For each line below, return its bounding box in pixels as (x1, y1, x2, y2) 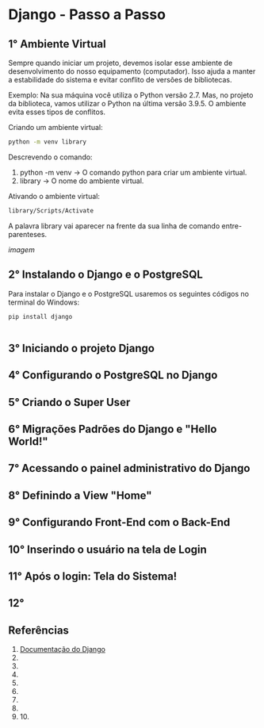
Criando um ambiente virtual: (8, 123, 103, 132)
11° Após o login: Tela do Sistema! (8, 569, 178, 583)
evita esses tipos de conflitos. (8, 107, 105, 117)
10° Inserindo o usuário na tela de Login (8, 542, 208, 556)
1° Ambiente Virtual (8, 37, 106, 51)
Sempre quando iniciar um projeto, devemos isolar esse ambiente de (8, 58, 233, 67)
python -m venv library (8, 138, 87, 146)
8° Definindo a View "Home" (8, 489, 152, 502)
